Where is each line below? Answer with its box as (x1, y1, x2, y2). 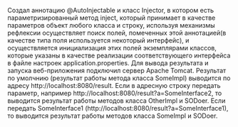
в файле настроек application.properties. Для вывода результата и (7, 59, 209, 67)
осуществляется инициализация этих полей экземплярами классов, (7, 44, 217, 52)
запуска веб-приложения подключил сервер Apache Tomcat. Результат (7, 67, 227, 74)
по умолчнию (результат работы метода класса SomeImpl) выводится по (7, 74, 231, 82)
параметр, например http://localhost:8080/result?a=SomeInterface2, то (7, 89, 222, 97)
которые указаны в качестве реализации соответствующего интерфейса (7, 51, 231, 60)
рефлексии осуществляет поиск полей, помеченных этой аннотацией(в (7, 28, 227, 37)
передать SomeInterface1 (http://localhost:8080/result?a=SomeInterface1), (7, 104, 229, 112)
